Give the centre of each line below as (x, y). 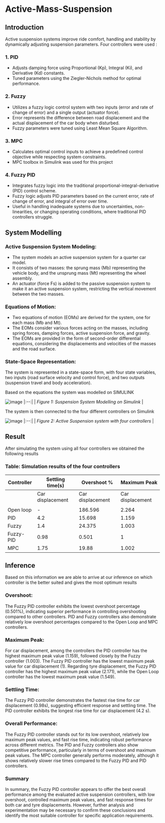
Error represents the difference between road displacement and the (81, 117)
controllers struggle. (33, 217)
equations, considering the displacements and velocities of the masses (84, 344)
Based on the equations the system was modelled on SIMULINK (69, 393)
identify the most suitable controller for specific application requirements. (79, 815)
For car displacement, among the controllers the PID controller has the (76, 650)
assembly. (23, 278)
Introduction (25, 27)
